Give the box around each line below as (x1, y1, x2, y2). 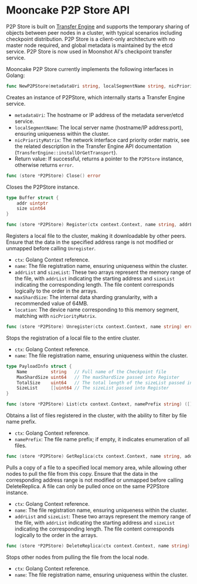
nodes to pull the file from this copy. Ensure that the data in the (6, 470, 158, 477)
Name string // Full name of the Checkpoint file (16, 368, 167, 375)
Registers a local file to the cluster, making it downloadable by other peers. (6, 233, 186, 240)
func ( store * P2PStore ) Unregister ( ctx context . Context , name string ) (6, 324, 182, 330)
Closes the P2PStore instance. (6, 183, 80, 190)
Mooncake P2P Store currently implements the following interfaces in (6, 65, 174, 72)
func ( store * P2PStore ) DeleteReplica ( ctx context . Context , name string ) (6, 543, 191, 549)
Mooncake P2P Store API (6, 4, 130, 17)
